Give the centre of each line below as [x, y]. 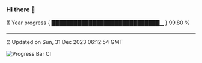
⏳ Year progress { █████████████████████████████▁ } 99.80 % [98, 23]
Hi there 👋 [21, 10]
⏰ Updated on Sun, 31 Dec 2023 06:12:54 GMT [65, 42]
